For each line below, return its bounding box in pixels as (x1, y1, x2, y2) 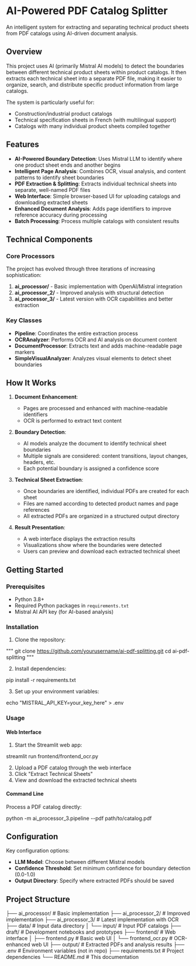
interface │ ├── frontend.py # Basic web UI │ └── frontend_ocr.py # (6, 935, 173, 942)
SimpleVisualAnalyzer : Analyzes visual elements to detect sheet (14, 354, 171, 362)
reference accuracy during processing (14, 211, 107, 218)
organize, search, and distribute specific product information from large (6, 81, 179, 88)
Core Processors (6, 252, 55, 260)
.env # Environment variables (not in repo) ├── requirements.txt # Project (6, 947, 184, 954)
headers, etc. (23, 459, 56, 466)
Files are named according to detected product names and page (23, 500, 178, 507)
